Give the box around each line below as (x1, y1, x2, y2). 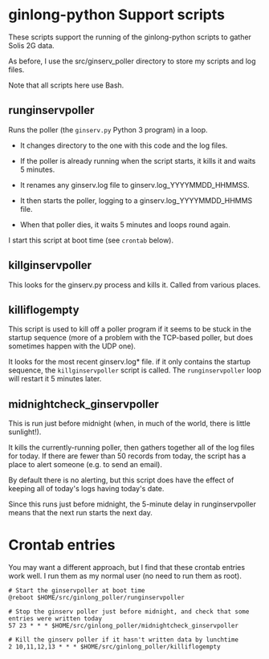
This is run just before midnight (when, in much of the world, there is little (8, 419, 251, 429)
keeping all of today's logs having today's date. (8, 484, 165, 494)
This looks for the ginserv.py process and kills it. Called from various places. (8, 279, 261, 290)
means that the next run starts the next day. (8, 508, 153, 518)
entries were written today (8, 615, 103, 623)
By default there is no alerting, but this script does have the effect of (8, 475, 234, 485)
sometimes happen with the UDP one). (8, 341, 137, 351)
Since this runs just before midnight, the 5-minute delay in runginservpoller (8, 499, 257, 509)
